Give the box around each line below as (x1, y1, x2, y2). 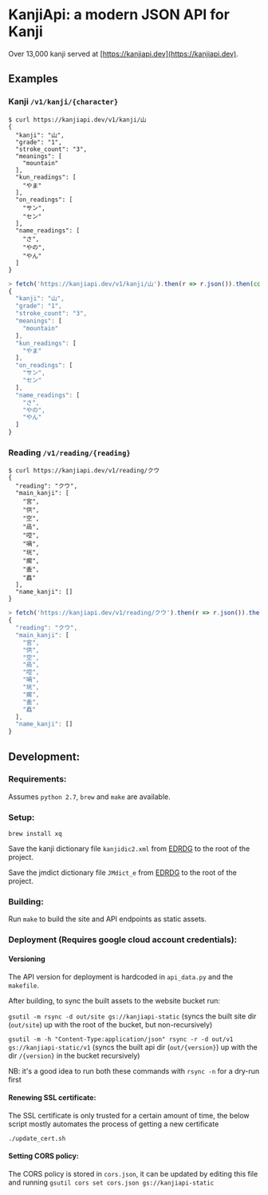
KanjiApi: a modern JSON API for (8, 6, 230, 24)
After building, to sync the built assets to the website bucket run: (8, 995, 221, 1005)
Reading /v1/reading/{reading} (8, 447, 131, 458)
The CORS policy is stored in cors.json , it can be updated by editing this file (8, 1169, 258, 1178)
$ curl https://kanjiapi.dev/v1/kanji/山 (8, 116, 147, 124)
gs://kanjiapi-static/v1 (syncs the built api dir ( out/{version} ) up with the (8, 1042, 258, 1051)
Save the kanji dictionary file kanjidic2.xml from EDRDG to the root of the (8, 844, 250, 853)
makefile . (8, 980, 40, 990)
